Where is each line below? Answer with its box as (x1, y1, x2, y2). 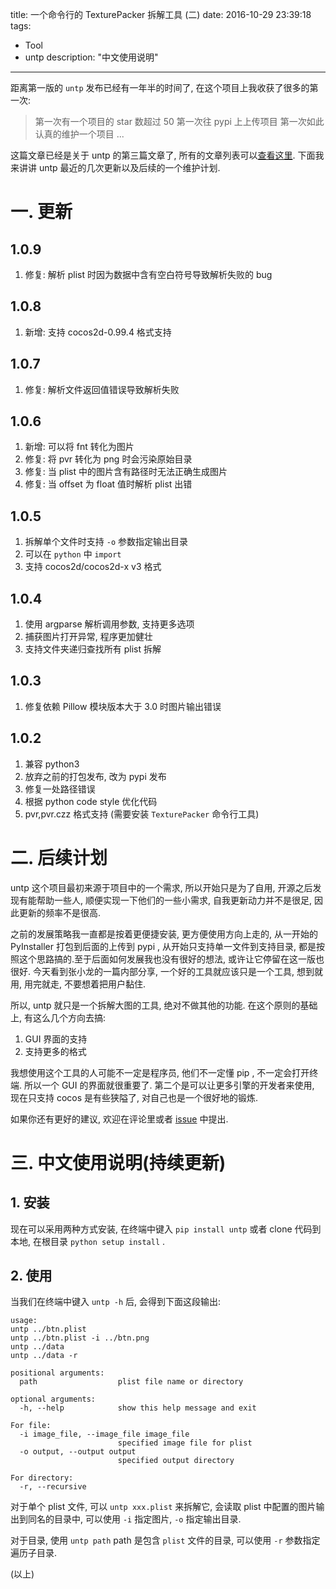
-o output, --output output (19, 1447, 137, 1457)
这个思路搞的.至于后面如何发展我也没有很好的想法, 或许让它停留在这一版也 (18, 953, 325, 965)
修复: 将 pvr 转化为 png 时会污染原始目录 (24, 453, 193, 465)
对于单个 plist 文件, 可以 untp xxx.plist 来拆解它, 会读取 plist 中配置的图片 (10, 1501, 317, 1513)
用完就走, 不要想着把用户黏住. (23, 978, 146, 990)
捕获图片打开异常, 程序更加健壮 (24, 631, 153, 643)
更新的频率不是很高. (18, 906, 102, 918)
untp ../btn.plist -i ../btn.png (10, 1333, 150, 1343)
